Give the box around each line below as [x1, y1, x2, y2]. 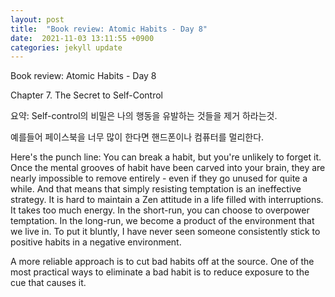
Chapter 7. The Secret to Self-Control [10, 89, 164, 101]
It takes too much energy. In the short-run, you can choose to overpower [10, 204, 310, 216]
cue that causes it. [10, 277, 87, 289]
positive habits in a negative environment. [10, 236, 182, 248]
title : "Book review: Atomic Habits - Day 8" [10, 24, 208, 34]
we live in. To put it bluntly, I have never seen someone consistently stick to [10, 226, 321, 238]
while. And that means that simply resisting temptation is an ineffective [10, 183, 302, 195]
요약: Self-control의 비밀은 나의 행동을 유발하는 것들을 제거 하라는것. [10, 110, 278, 122]
